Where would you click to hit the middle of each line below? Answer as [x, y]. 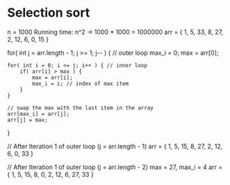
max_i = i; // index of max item [81, 83]
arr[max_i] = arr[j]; [39, 114]
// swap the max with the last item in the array [81, 108]
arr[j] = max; [28, 120]
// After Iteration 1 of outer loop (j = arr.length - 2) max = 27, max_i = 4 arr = [115, 167]
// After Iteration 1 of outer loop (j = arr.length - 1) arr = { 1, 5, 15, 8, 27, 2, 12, [115, 146]
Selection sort [49, 13]
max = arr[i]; [52, 78]
